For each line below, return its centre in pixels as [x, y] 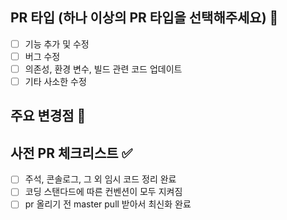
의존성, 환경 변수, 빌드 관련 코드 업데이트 [103, 69]
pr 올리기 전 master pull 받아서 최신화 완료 [108, 204]
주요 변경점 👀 [48, 116]
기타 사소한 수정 [55, 81]
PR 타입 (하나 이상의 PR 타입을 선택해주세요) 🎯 [144, 18]
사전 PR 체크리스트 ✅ [71, 153]
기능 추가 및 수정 [57, 44]
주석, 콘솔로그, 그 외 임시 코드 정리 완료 [100, 179]
